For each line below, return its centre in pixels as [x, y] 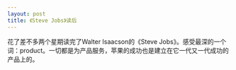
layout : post [27, 14]
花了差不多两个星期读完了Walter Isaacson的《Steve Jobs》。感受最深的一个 [117, 41]
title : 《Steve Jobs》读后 [42, 21]
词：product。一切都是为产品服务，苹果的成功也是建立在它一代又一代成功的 [118, 50]
